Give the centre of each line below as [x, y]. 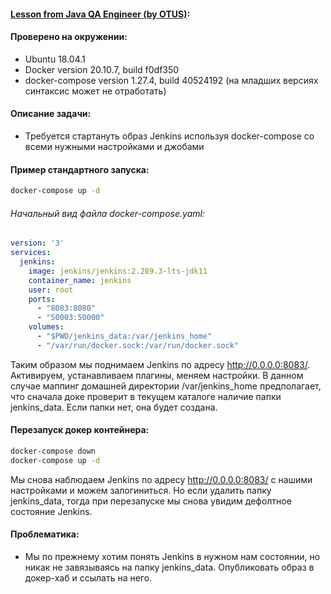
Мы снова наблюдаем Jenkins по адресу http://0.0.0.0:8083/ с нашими [161, 479]
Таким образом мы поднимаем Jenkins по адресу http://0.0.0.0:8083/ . [160, 364]
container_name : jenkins [80, 280]
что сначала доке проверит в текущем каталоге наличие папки [146, 396]
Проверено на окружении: [69, 37]
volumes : [46, 327]
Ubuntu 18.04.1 [55, 59]
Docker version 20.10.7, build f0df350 [102, 69]
